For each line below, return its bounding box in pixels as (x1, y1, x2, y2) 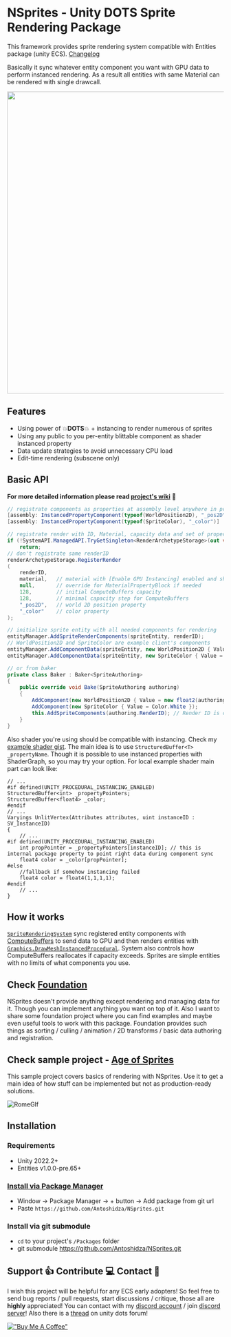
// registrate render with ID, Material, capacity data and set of (7, 531, 205, 538)
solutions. (7, 1087, 35, 1095)
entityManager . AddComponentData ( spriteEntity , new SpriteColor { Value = (7, 652, 223, 659)
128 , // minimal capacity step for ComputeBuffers (19, 595, 189, 602)
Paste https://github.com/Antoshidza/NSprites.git (16, 1204, 165, 1212)
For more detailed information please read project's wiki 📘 (7, 492, 177, 500)
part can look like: (7, 764, 58, 772)
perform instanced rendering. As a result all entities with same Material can (7, 70, 220, 79)
